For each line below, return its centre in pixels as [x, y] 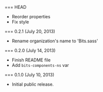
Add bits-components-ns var [40, 65]
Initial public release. [33, 84]
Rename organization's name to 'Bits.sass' [55, 41]
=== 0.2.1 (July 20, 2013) [30, 31]
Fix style [20, 22]
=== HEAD [16, 7]
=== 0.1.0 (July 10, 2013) [30, 75]
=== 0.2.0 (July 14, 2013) [30, 50]
